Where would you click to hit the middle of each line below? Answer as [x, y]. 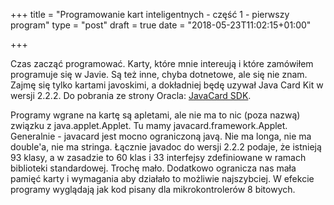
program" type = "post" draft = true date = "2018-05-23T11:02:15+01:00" [161, 25]
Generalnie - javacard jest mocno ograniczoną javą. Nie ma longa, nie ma [161, 136]
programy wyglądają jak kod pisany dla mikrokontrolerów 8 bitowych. [153, 189]
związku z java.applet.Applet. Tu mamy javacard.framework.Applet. [149, 125]
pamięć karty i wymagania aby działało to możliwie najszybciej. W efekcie [162, 178]
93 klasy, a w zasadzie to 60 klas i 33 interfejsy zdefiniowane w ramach [158, 157]
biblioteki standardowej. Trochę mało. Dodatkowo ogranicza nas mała [153, 168]
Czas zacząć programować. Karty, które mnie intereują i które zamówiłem [162, 63]
